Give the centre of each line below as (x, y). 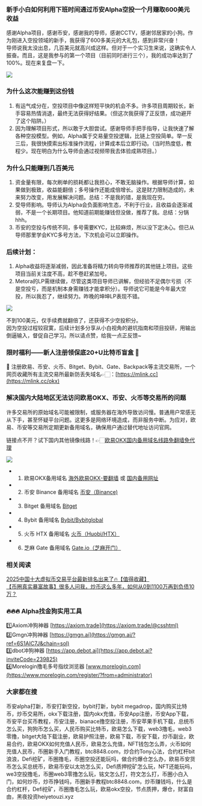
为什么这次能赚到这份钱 (40, 92)
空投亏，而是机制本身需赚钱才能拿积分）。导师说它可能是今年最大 (101, 289)
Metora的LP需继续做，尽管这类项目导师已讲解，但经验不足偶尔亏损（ (101, 281)
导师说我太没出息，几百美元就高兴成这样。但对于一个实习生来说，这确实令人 (101, 48)
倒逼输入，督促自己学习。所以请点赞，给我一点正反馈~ (74, 336)
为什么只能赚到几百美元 (40, 168)
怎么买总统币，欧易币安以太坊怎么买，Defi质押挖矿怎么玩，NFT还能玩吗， (103, 766)
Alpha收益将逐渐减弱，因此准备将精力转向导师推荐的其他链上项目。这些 (104, 266)
